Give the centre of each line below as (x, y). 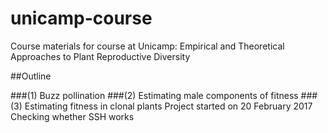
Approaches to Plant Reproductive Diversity (100, 56)
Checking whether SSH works (72, 116)
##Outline (31, 76)
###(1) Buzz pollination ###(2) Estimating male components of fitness (154, 95)
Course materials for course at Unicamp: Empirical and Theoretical (147, 46)
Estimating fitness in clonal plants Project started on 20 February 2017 (168, 106)
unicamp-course (81, 18)
